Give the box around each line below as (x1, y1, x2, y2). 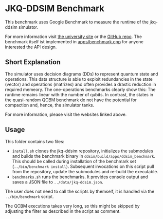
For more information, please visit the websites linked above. (5, 111, 127, 117)
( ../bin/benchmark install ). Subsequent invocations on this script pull (12, 164, 154, 169)
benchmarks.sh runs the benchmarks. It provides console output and (12, 174, 148, 180)
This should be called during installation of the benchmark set (12, 158, 136, 164)
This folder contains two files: (5, 138, 65, 144)
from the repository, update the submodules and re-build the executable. (12, 168, 159, 174)
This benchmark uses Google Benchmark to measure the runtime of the (5, 19, 149, 25)
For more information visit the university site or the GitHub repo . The (5, 34, 142, 39)
